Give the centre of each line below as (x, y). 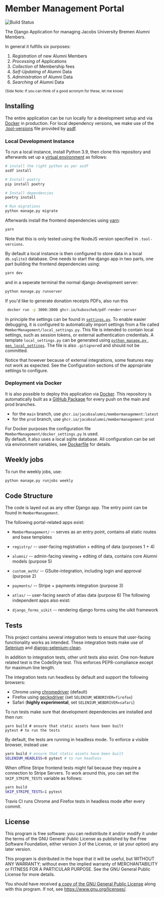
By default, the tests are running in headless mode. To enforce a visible (77, 740)
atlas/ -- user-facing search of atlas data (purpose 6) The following (81, 595)
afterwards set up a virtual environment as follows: (56, 157)
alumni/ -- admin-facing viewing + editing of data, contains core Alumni (85, 556)
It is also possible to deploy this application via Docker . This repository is (78, 394)
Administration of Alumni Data (42, 77)
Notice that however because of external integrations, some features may (79, 360)
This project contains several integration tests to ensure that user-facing (78, 637)
